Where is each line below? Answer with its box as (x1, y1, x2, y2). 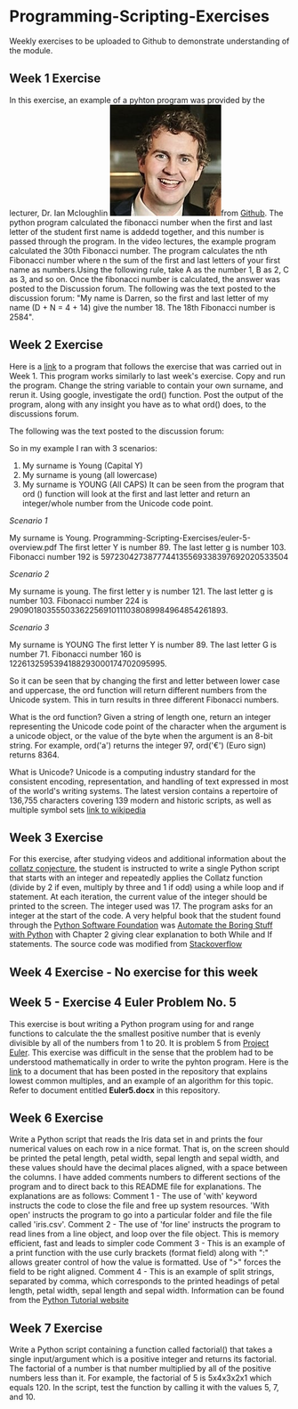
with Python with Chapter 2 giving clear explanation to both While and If (9, 929, 273, 940)
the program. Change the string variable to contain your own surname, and (9, 380, 284, 391)
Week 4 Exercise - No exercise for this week (9, 964, 259, 980)
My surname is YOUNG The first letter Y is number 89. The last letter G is (9, 639, 278, 650)
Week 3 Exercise (9, 830, 104, 845)
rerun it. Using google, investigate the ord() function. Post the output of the (9, 389, 284, 400)
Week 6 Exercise (9, 1110, 104, 1125)
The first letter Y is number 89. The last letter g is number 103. (59, 541, 286, 553)
